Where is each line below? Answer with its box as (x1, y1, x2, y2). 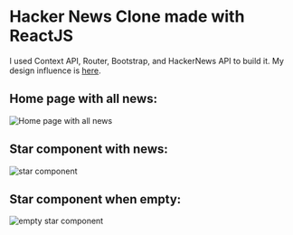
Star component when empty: (9, 192, 182, 207)
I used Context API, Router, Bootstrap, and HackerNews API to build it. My (9, 55, 285, 66)
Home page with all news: (9, 91, 158, 107)
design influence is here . (9, 65, 101, 76)
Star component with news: (9, 142, 169, 157)
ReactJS (9, 25, 74, 46)
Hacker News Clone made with (9, 6, 245, 27)
